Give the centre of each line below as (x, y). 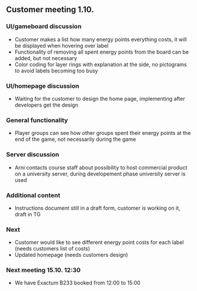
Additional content (33, 195)
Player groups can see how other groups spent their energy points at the (103, 133)
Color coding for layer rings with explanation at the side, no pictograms (101, 64)
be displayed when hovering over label (61, 45)
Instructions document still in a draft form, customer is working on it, (97, 208)
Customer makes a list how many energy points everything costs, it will (101, 39)
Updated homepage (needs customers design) (71, 255)
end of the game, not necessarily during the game (75, 139)
